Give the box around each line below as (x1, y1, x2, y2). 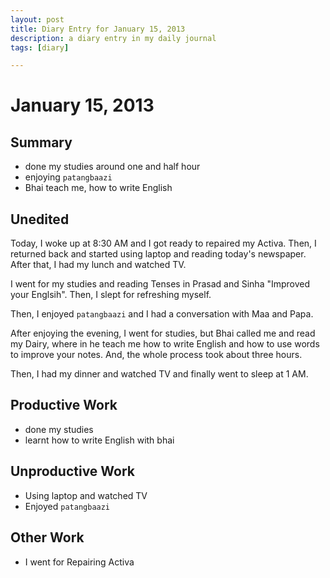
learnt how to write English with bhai (24, 434, 175, 446)
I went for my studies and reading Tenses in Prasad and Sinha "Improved (10, 278, 311, 290)
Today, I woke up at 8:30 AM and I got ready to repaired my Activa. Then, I (10, 237, 317, 250)
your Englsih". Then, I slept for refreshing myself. (10, 289, 212, 301)
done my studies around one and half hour (24, 161, 201, 173)
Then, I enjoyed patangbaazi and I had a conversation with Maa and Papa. (10, 308, 314, 320)
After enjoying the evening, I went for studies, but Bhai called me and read (10, 327, 316, 340)
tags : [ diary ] (10, 42, 70, 53)
